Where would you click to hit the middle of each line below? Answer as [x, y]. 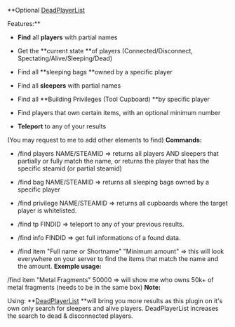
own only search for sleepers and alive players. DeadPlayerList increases [113, 308]
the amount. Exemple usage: [59, 266]
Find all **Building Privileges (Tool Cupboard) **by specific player [114, 99]
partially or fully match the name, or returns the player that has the [113, 161]
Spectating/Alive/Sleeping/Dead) [65, 58]
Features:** [24, 24]
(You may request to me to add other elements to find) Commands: [105, 140]
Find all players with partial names [67, 37]
